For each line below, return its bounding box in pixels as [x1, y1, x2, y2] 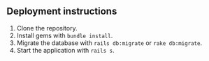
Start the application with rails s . [16, 46, 115, 54]
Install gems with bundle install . [16, 31, 113, 40]
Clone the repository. [16, 24, 78, 32]
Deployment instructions [6, 6, 117, 17]
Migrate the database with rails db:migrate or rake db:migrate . [16, 38, 203, 47]
